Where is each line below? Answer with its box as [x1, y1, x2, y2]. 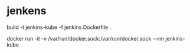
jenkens [6, 4, 47, 18]
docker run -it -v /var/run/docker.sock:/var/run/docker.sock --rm [6, 35, 165, 42]
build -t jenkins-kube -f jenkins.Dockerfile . [6, 24, 112, 31]
